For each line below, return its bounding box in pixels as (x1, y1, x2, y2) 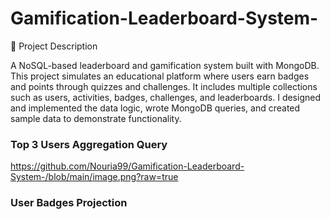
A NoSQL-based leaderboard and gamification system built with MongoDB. (10, 59, 320, 71)
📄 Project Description (10, 40, 98, 52)
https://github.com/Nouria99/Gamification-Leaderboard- (10, 160, 245, 172)
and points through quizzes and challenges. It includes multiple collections (10, 80, 318, 92)
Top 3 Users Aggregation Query (10, 137, 168, 151)
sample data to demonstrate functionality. (10, 112, 182, 124)
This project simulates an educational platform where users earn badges (10, 70, 310, 82)
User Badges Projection (10, 196, 128, 210)
